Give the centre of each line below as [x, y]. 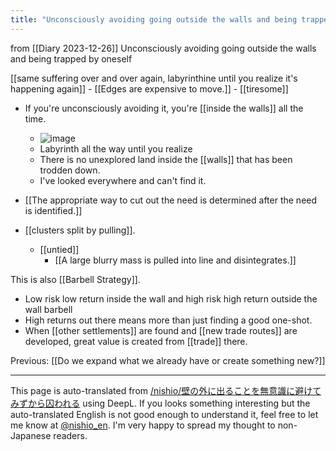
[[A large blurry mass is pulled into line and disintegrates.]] [175, 260]
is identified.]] [53, 210]
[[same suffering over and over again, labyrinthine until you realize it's [154, 78]
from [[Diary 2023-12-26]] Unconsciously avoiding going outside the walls [163, 48]
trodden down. [70, 170]
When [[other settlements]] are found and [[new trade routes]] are [161, 330]
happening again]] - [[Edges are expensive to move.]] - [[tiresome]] [149, 88]
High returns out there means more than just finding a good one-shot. [168, 320]
